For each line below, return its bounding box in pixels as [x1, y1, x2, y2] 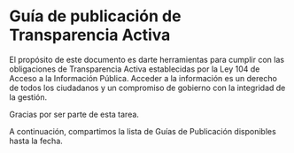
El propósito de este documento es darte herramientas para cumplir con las [9, 54, 285, 65]
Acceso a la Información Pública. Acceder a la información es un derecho [9, 73, 277, 83]
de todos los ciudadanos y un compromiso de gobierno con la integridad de [9, 82, 286, 93]
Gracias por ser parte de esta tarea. [9, 109, 140, 119]
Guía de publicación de [9, 6, 182, 27]
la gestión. [9, 91, 47, 103]
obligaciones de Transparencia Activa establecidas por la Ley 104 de [9, 64, 260, 74]
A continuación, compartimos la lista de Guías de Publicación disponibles [9, 126, 276, 136]
